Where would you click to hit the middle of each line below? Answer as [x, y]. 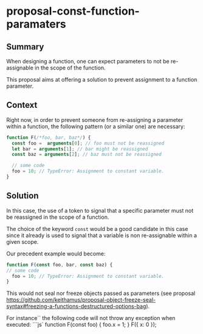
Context [22, 105]
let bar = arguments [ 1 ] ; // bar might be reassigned [80, 149]
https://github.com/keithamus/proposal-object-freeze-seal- [81, 300]
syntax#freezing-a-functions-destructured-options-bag [76, 307]
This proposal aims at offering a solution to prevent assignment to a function [102, 80]
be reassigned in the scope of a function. [58, 217]
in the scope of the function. [70, 68]
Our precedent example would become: [56, 254]
